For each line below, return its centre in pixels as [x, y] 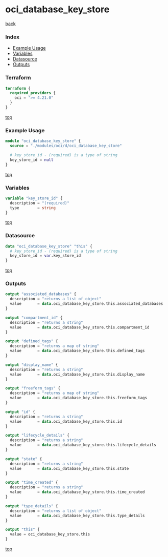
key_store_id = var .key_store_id [45, 256]
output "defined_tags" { [32, 341]
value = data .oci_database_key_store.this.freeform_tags [78, 398]
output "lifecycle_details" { [38, 436]
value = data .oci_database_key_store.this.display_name [77, 374]
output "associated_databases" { [41, 294]
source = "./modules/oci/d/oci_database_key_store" [66, 146]
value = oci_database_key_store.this [50, 534]
